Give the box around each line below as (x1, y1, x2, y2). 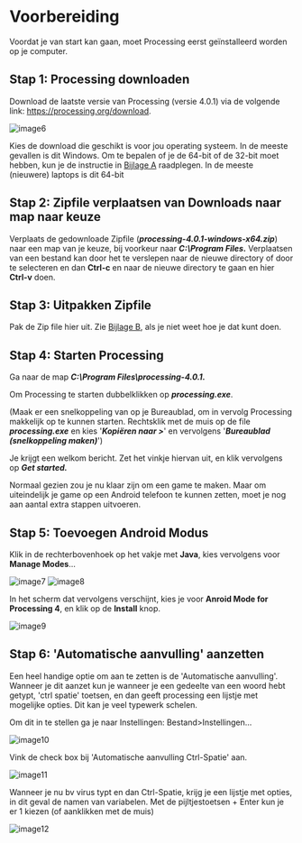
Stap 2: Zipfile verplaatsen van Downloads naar (9, 196, 282, 211)
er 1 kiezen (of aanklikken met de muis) (9, 805, 155, 817)
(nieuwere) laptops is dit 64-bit (9, 169, 124, 179)
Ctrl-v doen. (9, 271, 56, 282)
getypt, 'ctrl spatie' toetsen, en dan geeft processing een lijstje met (9, 690, 259, 701)
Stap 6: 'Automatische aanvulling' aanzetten (9, 646, 264, 662)
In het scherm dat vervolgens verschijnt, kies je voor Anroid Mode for (9, 593, 269, 604)
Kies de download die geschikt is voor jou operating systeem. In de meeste (9, 140, 288, 151)
